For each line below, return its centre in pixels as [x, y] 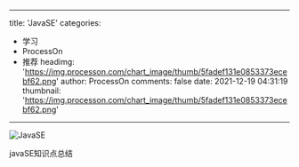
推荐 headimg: [48, 62]
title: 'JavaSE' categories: [55, 23]
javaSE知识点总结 [41, 153]
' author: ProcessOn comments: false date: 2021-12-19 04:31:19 [172, 81]
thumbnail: [41, 91]
